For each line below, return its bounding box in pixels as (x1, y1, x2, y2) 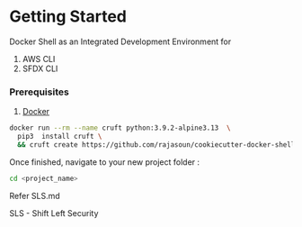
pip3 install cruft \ (17, 132, 102, 141)
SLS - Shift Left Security (9, 207, 99, 218)
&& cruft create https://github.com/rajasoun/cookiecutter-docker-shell (17, 140, 296, 150)
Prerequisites (9, 86, 69, 98)
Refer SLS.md (9, 190, 60, 201)
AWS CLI (22, 53, 56, 64)
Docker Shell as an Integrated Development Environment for (9, 36, 232, 47)
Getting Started (9, 6, 128, 27)
